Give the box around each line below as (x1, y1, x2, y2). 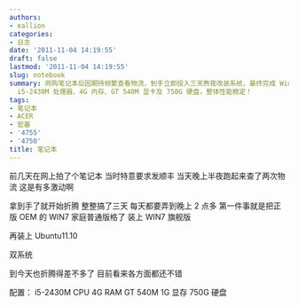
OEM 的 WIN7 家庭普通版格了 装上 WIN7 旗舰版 (19, 211, 192, 222)
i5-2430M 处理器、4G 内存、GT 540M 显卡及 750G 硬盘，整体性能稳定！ (17, 87, 253, 96)
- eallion (9, 21, 46, 30)
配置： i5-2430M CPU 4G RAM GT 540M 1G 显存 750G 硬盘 (9, 286, 228, 297)
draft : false (9, 54, 58, 63)
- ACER (9, 112, 34, 121)
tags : (9, 95, 29, 105)
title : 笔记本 (9, 145, 58, 153)
